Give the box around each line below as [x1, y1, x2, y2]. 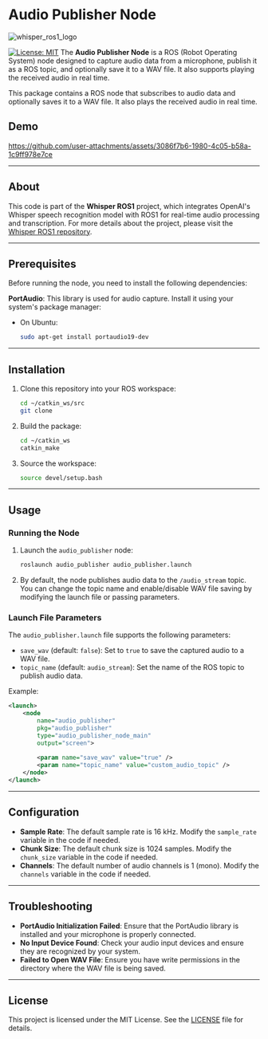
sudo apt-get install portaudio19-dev [19, 333, 149, 341]
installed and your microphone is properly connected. [19, 929, 197, 939]
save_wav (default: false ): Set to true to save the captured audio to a [19, 646, 245, 655]
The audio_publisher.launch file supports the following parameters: [8, 630, 231, 640]
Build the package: [19, 421, 82, 431]
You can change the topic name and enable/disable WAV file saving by [19, 584, 253, 593]
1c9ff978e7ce [8, 149, 53, 159]
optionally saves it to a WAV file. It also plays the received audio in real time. [8, 96, 258, 106]
